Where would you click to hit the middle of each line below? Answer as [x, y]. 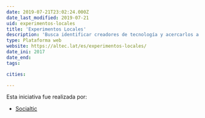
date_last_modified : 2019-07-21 [48, 18]
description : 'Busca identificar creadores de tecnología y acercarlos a [103, 35]
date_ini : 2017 [26, 52]
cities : [16, 74]
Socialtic [26, 109]
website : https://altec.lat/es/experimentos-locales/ [77, 46]
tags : [13, 63]
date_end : [19, 57]
